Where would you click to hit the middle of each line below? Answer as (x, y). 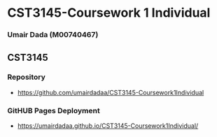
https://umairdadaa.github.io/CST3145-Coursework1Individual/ (108, 126)
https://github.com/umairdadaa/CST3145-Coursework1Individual (111, 92)
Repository (26, 77)
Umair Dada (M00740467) (53, 35)
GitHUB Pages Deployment (54, 110)
